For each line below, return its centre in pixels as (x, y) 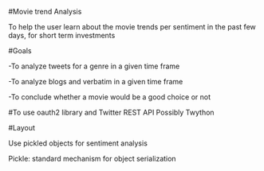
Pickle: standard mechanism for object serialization (93, 159)
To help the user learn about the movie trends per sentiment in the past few (132, 27)
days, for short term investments (62, 35)
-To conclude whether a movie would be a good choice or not (110, 97)
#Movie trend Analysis (45, 12)
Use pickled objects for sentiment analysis (78, 143)
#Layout (22, 128)
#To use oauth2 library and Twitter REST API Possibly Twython (111, 112)
